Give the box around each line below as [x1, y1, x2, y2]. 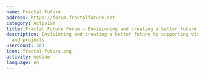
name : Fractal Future [6, 8, 61, 15]
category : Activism [6, 20, 56, 26]
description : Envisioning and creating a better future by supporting [6, 31, 189, 37]
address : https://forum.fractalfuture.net [6, 15, 115, 21]
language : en [6, 59, 39, 65]
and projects [12, 37, 45, 43]
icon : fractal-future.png [6, 48, 72, 54]
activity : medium [6, 54, 50, 60]
